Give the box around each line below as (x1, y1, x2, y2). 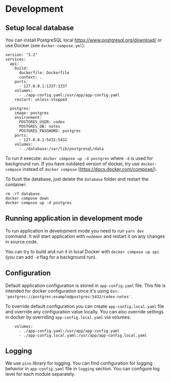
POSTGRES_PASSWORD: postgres (18, 128, 81, 133)
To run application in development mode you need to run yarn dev (5, 228, 144, 234)
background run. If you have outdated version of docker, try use (5, 161, 140, 167)
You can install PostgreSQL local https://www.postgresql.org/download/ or (5, 37, 162, 43)
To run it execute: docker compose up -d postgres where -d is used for (5, 155, 153, 161)
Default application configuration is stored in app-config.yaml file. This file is (5, 282, 166, 288)
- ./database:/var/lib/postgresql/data (18, 146, 104, 151)
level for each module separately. (5, 371, 76, 377)
